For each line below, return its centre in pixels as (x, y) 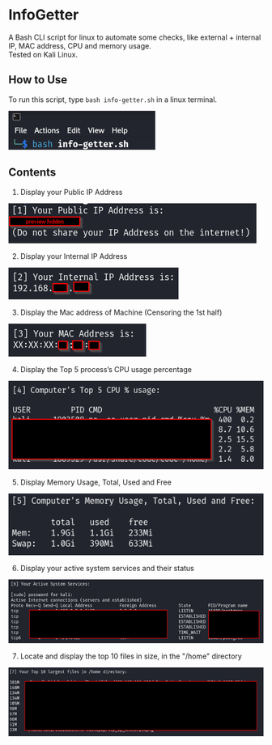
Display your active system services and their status (107, 568)
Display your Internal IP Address (74, 256)
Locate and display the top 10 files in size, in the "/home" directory (131, 656)
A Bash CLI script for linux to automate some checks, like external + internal (135, 37)
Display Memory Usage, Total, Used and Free (96, 482)
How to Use (38, 80)
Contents (32, 173)
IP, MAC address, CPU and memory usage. (80, 45)
